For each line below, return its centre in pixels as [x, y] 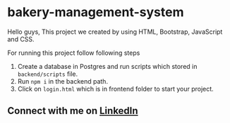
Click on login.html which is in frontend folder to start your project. [115, 89]
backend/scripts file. [48, 74]
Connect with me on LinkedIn [73, 111]
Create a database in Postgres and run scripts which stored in [107, 66]
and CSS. [21, 39]
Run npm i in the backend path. [62, 81]
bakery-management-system [96, 12]
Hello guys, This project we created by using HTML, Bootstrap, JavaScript [115, 32]
